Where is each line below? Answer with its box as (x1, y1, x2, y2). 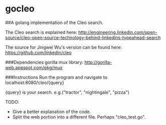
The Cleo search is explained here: (5, 29, 77, 35)
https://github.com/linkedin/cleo (5, 49, 72, 55)
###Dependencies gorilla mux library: (5, 59, 84, 65)
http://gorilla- (85, 59, 112, 65)
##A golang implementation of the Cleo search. (5, 19, 104, 25)
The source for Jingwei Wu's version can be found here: (5, 44, 122, 50)
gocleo (5, 3, 35, 14)
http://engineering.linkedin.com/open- (78, 29, 157, 35)
